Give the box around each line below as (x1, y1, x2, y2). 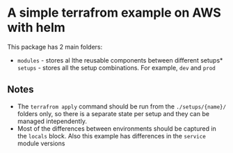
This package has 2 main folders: (7, 42, 103, 51)
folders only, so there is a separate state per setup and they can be (17, 109, 210, 118)
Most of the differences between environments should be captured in (17, 124, 217, 133)
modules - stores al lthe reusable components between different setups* (17, 56, 223, 64)
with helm (7, 19, 66, 35)
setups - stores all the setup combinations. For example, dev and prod (17, 63, 216, 72)
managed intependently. (17, 117, 87, 125)
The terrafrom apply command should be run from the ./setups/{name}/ (17, 102, 227, 111)
